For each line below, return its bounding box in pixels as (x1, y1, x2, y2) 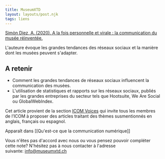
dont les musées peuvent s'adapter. (5, 50, 78, 56)
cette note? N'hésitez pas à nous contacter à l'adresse (5, 143, 116, 149)
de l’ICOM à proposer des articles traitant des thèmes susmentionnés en (5, 113, 152, 119)
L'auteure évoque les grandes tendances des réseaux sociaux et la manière (5, 45, 159, 51)
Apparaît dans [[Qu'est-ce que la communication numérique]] (5, 128, 131, 134)
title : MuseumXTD (5, 7, 41, 12)
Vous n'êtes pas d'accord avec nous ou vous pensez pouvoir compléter (5, 138, 151, 144)
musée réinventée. (5, 35, 43, 41)
